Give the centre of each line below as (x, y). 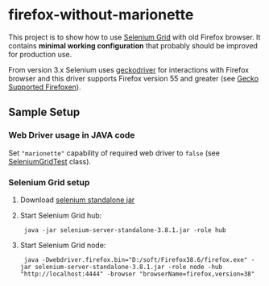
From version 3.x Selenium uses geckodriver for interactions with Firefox (129, 69)
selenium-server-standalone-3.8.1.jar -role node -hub (129, 267)
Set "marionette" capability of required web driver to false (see (114, 153)
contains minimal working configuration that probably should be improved (133, 45)
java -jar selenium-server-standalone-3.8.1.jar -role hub (125, 230)
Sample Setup (44, 112)
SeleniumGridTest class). (50, 161)
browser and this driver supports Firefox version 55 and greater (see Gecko (134, 78)
